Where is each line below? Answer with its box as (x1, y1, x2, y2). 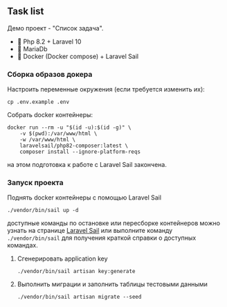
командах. (7, 241, 38, 249)
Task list (7, 6, 44, 17)
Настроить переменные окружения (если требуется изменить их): (7, 85, 206, 94)
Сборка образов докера (7, 69, 93, 79)
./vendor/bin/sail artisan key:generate (17, 268, 136, 275)
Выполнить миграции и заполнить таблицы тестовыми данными (17, 280, 208, 288)
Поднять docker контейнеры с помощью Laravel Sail (7, 193, 161, 202)
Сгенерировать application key (17, 254, 109, 263)
